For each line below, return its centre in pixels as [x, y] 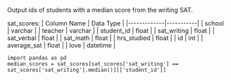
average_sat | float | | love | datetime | [62, 45]
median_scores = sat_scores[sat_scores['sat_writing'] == [93, 64]
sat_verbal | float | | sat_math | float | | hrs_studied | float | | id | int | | [105, 38]
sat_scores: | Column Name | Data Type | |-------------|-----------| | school [115, 23]
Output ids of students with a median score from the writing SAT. [100, 10]
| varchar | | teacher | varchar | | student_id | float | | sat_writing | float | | [111, 31]
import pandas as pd [37, 58]
